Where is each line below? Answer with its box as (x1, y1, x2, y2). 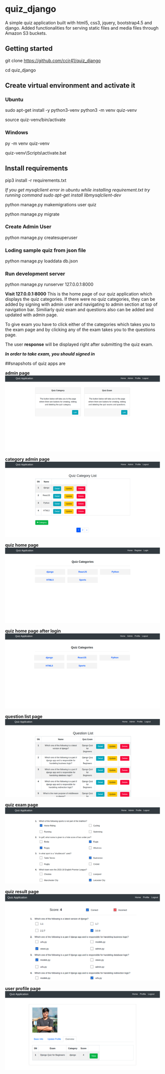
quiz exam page (5, 802, 38, 808)
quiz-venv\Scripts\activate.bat (5, 150, 67, 156)
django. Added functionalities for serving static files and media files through (5, 25, 159, 31)
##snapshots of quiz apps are (5, 360, 66, 366)
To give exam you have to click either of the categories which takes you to (5, 322, 156, 327)
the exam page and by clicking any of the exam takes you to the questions (5, 326, 156, 333)
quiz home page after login (5, 628, 61, 634)
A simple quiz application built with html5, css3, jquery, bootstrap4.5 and (5, 20, 152, 26)
